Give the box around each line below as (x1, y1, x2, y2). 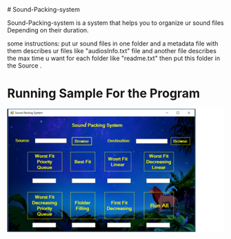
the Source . (7, 61, 42, 70)
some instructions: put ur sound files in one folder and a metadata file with (7, 39, 219, 48)
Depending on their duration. (7, 26, 89, 34)
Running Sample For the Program (7, 86, 201, 102)
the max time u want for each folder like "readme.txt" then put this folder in (7, 54, 221, 62)
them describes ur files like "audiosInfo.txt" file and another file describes (7, 47, 217, 55)
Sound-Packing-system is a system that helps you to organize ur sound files (7, 19, 224, 27)
